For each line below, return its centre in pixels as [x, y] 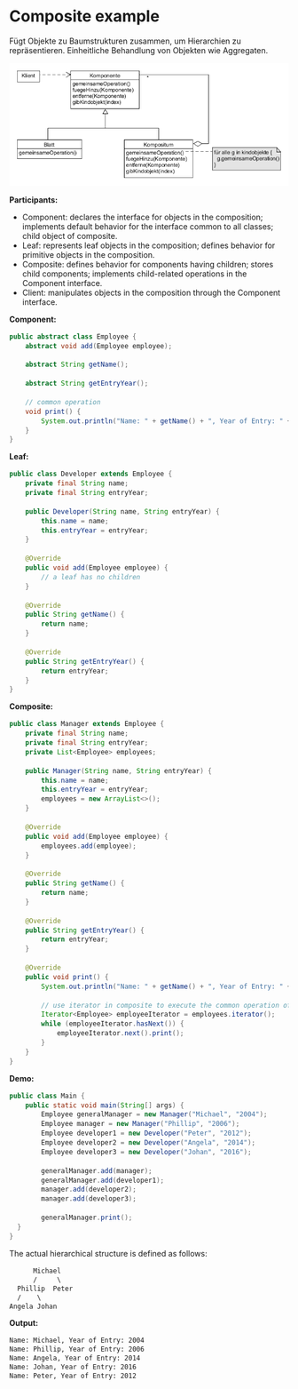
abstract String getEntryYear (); [87, 384]
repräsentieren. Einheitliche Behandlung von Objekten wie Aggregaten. [139, 50]
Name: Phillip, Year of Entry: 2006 [77, 1349]
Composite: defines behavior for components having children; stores [148, 264]
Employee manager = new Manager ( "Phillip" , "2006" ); [141, 1124]
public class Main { [47, 1096]
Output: [24, 1322]
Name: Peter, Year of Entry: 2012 [73, 1376]
